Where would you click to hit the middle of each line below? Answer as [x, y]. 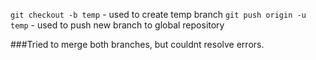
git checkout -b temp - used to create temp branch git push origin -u [158, 14]
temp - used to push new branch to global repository [117, 25]
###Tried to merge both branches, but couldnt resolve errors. [137, 44]
